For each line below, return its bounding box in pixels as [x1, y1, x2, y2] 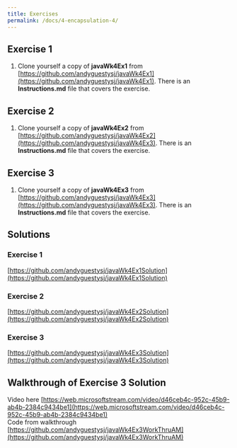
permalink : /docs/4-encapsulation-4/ [7, 17, 119, 24]
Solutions [7, 229, 51, 241]
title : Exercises [7, 10, 59, 18]
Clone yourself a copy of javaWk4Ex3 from [17, 185, 144, 194]
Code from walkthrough [7, 418, 76, 427]
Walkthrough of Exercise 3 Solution [7, 377, 166, 389]
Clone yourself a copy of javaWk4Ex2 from [17, 124, 144, 132]
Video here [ [7, 396, 44, 404]
